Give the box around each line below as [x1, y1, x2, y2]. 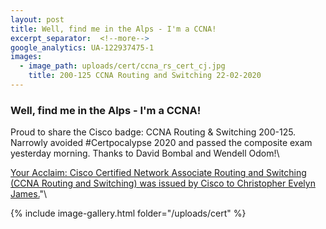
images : [10, 52, 43, 62]
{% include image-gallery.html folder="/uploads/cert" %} [10, 207, 247, 220]
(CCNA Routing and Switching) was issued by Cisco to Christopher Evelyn [10, 177, 316, 190]
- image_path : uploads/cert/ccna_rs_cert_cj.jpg [19, 61, 226, 71]
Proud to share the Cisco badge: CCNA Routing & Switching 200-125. [10, 126, 297, 138]
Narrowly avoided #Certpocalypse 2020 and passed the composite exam [10, 137, 313, 149]
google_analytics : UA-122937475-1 [10, 42, 155, 53]
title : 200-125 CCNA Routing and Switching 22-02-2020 [28, 71, 262, 81]
